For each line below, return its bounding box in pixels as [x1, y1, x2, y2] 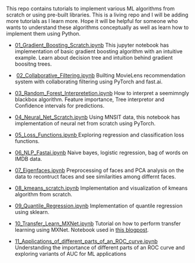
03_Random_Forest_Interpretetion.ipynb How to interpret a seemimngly [14, 90, 190, 96]
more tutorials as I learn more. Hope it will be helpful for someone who [6, 18, 178, 24]
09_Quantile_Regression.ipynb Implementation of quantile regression [14, 202, 183, 209]
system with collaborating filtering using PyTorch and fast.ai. [14, 78, 163, 85]
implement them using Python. [6, 30, 81, 37]
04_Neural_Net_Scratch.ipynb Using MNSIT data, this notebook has [14, 113, 180, 121]
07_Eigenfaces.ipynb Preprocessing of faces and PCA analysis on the [14, 167, 184, 174]
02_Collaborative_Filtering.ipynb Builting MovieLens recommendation [16, 72, 186, 79]
